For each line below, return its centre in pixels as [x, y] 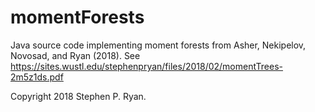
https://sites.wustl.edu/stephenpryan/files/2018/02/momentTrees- [147, 66]
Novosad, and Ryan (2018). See [75, 55]
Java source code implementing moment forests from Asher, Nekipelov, [158, 45]
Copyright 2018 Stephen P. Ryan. [78, 96]
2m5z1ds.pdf [37, 77]
